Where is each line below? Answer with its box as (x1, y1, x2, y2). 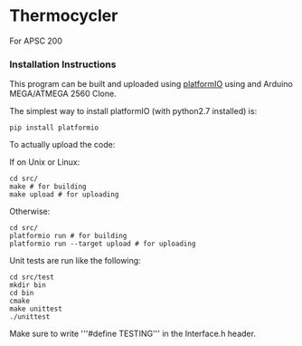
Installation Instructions (9, 58, 117, 71)
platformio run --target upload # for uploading (9, 239, 196, 249)
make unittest (9, 304, 63, 313)
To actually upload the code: (9, 139, 116, 150)
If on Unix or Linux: (9, 157, 80, 168)
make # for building (9, 182, 88, 191)
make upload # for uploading (9, 190, 119, 199)
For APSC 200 (9, 35, 63, 46)
